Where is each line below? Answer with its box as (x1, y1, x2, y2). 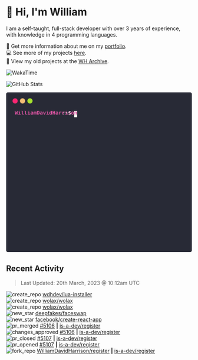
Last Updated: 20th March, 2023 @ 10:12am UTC (20, 279, 140, 286)
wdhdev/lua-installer (42, 290, 93, 297)
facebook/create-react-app (35, 316, 102, 323)
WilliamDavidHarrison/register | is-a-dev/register (37, 347, 156, 354)
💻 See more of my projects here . (6, 49, 87, 56)
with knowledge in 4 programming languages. (6, 31, 118, 38)
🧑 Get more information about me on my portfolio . (6, 42, 127, 50)
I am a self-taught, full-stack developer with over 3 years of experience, (6, 25, 181, 32)
